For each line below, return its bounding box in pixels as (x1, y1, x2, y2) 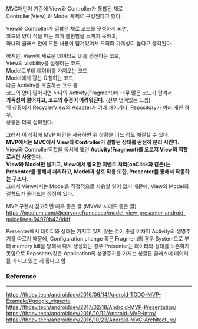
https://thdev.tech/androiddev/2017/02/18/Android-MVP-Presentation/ (6, 304, 177, 311)
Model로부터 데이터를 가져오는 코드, (6, 67, 90, 74)
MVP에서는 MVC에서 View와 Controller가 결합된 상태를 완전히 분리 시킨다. (6, 139, 180, 146)
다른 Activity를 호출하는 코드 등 (6, 82, 78, 88)
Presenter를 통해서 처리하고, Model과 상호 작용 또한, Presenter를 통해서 (6, 168, 174, 175)
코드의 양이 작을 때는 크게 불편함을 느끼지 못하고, (6, 32, 118, 40)
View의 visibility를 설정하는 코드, (6, 60, 82, 67)
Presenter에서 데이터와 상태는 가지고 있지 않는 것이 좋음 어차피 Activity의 (6, 228, 176, 235)
